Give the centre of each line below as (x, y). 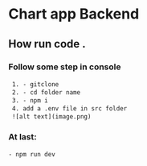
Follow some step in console (65, 67)
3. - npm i (30, 100)
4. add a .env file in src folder (69, 108)
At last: (23, 136)
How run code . (47, 44)
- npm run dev (32, 155)
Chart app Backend (74, 14)
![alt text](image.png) (51, 116)
